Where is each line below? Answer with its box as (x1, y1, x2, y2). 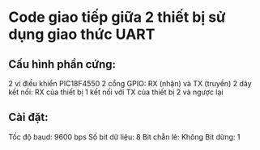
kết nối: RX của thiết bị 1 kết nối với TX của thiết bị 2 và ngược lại (8, 87, 224, 97)
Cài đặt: (8, 110, 49, 124)
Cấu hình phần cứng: (8, 57, 116, 71)
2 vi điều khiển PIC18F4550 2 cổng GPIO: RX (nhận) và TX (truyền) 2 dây (8, 79, 252, 88)
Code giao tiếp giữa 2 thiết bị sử (8, 8, 226, 27)
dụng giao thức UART (8, 25, 156, 44)
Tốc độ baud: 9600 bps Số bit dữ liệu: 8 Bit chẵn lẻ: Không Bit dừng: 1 (8, 131, 241, 141)
